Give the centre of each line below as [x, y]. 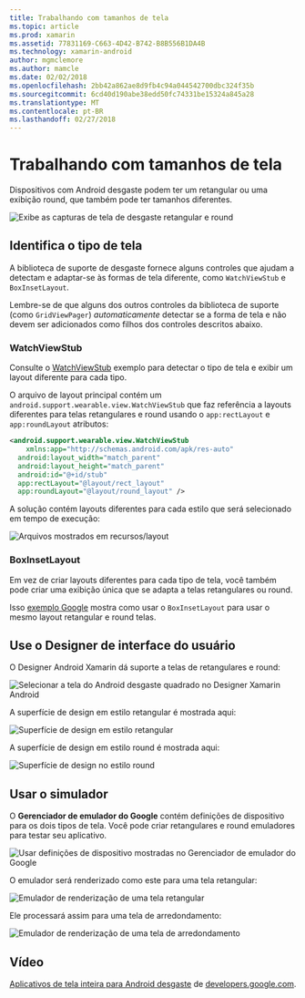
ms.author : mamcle [44, 69]
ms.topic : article [44, 26]
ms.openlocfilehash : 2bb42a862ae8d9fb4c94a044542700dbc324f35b [132, 86]
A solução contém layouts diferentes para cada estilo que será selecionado [151, 509]
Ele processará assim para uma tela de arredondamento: [116, 916]
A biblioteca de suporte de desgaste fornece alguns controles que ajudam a [152, 268]
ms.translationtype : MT [55, 103]
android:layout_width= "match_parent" [89, 458]
